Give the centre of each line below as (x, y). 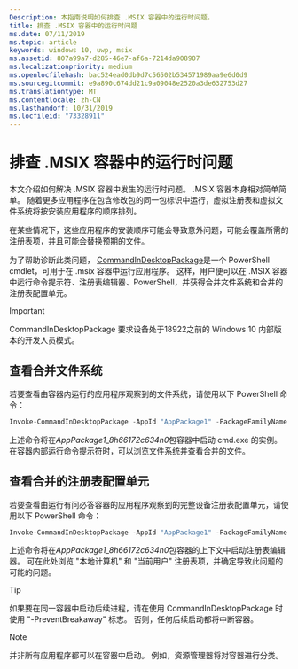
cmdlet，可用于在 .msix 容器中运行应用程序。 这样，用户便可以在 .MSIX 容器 (149, 271)
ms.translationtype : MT (53, 91)
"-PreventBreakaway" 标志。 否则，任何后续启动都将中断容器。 (142, 619)
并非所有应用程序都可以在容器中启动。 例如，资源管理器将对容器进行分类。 (146, 656)
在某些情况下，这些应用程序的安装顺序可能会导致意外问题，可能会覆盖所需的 (149, 230)
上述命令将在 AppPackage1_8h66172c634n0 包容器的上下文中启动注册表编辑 (147, 550)
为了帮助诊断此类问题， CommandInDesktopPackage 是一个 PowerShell (140, 260)
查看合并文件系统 (56, 371)
